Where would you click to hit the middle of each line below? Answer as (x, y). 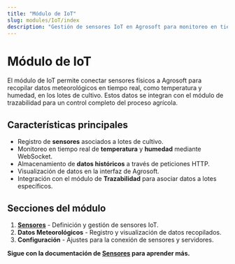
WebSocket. (35, 156)
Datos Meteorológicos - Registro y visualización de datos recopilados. (119, 232)
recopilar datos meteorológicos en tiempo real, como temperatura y (105, 88)
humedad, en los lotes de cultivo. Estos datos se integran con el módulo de (115, 96)
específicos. (35, 186)
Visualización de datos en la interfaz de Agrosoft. (88, 171)
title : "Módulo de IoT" (42, 14)
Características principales (67, 125)
